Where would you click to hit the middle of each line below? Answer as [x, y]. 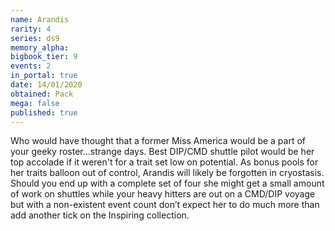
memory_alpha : [40, 47]
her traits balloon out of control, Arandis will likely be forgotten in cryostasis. [167, 173]
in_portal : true [44, 76]
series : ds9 [35, 38]
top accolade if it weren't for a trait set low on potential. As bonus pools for [164, 162]
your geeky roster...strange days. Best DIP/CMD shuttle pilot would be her [162, 152]
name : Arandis [40, 19]
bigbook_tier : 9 [44, 57]
